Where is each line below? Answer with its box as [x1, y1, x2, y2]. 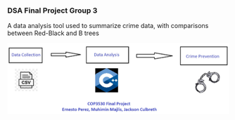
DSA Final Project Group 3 [7, 6, 98, 15]
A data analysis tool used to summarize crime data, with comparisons [7, 22, 209, 30]
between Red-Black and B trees [7, 29, 100, 37]
